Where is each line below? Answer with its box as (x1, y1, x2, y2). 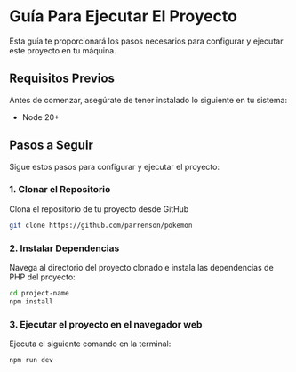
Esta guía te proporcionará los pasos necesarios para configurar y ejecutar (9, 36, 284, 46)
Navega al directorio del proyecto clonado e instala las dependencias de (9, 263, 274, 273)
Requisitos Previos (9, 71, 116, 86)
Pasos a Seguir (9, 138, 93, 153)
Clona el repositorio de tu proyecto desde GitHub (9, 203, 189, 214)
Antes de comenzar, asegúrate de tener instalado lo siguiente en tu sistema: (9, 94, 288, 105)
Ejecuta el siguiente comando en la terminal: (9, 338, 172, 349)
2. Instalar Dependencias (9, 242, 120, 255)
